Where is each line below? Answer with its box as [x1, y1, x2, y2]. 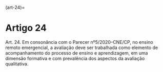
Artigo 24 [5, 22, 47, 34]
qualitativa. [5, 61, 29, 67]
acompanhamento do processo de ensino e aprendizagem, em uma [5, 50, 148, 56]
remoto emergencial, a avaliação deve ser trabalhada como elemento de [5, 44, 158, 51]
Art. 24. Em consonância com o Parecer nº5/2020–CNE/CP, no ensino [5, 39, 153, 45]
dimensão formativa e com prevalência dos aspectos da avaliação [5, 55, 145, 61]
